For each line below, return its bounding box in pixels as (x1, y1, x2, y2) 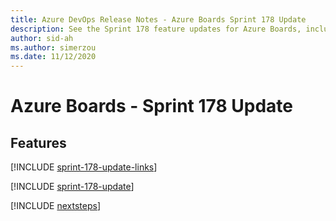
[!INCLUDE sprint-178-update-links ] (10, 161, 158, 173)
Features (10, 134, 67, 151)
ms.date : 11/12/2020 (10, 52, 97, 62)
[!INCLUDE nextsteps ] (10, 200, 102, 212)
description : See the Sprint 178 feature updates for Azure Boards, (10, 24, 302, 34)
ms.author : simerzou (10, 42, 97, 53)
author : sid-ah (10, 33, 74, 43)
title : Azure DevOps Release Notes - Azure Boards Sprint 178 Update (10, 14, 307, 25)
